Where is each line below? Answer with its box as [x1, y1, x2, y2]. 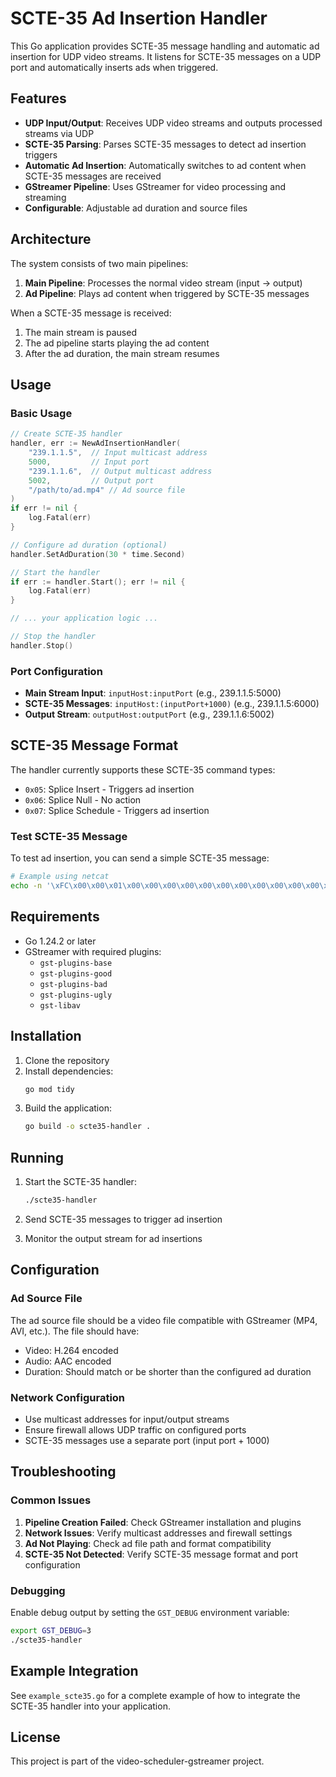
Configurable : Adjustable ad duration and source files [24, 202, 248, 214]
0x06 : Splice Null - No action [24, 793, 142, 806]
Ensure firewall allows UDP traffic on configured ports [24, 1423, 247, 1436]
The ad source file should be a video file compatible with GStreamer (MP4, [10, 1314, 318, 1326]
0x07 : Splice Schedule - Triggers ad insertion [24, 804, 210, 816]
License [10, 1728, 61, 1746]
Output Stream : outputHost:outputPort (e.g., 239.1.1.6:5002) [24, 708, 275, 721]
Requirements [10, 908, 100, 926]
